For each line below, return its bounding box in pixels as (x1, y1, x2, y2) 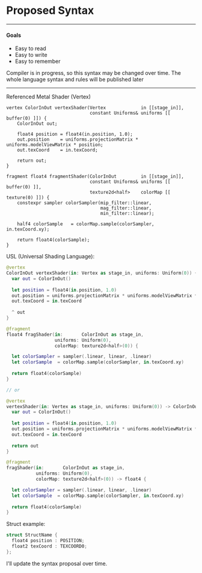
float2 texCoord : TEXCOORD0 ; (11, 543, 87, 549)
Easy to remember (14, 58, 61, 65)
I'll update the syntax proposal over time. (6, 560, 108, 567)
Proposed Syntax (6, 4, 94, 18)
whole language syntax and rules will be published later (6, 76, 144, 83)
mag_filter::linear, (100, 205, 152, 211)
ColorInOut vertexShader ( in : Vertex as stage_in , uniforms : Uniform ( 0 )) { (6, 270, 198, 277)
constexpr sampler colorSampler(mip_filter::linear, (17, 200, 152, 206)
